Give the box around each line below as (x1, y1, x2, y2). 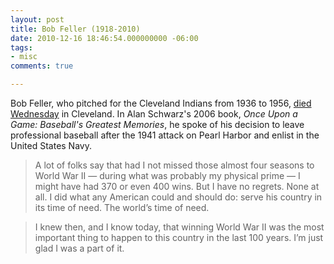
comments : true (10, 61, 74, 71)
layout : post (10, 14, 65, 25)
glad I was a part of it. (34, 242, 125, 254)
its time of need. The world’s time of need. (34, 202, 210, 213)
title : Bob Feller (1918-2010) (10, 24, 141, 34)
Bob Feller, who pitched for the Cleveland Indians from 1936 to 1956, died (10, 97, 312, 109)
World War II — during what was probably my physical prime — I (34, 170, 301, 181)
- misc (10, 52, 38, 62)
